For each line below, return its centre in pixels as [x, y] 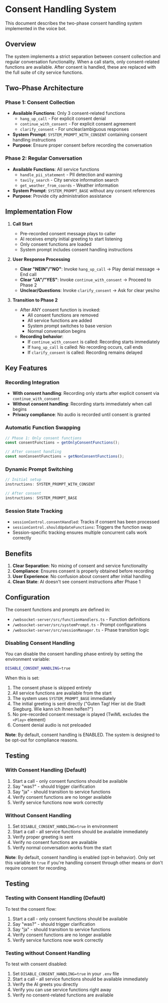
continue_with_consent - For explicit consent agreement [78, 124]
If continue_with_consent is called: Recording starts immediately [94, 342]
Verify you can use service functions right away [62, 989]
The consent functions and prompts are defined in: [58, 609]
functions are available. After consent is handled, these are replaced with [81, 67]
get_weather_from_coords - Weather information [69, 185]
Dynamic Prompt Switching [39, 469]
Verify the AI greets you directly [45, 984]
